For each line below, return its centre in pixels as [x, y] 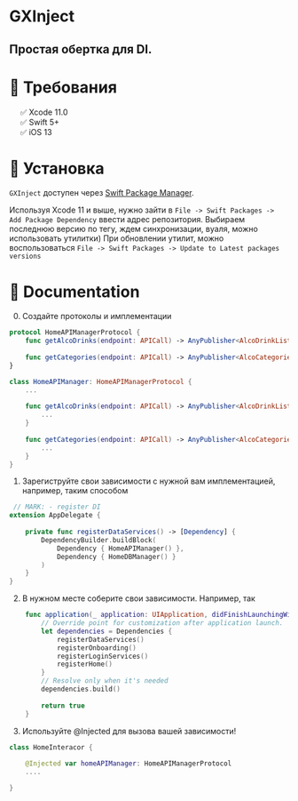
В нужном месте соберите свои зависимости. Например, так [138, 598]
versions [25, 256]
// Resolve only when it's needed [105, 681]
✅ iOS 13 [36, 132]
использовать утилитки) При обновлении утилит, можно [117, 238]
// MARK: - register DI [57, 507]
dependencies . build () [81, 689]
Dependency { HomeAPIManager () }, [120, 549]
